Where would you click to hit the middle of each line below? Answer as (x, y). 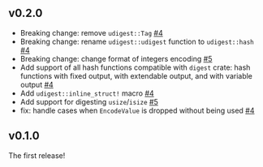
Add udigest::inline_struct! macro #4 (87, 93)
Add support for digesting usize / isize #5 (89, 101)
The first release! (37, 155)
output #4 (37, 84)
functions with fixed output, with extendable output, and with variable (136, 75)
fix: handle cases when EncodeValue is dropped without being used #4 (137, 110)
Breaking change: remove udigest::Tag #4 (92, 32)
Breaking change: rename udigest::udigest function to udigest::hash (137, 41)
